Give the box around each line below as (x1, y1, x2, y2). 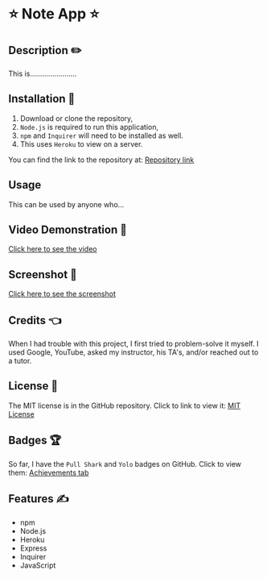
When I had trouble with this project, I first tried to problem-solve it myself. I (8, 339, 259, 349)
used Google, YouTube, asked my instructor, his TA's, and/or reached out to (8, 347, 259, 357)
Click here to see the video (8, 244, 97, 254)
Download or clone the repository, (19, 113, 133, 123)
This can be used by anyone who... (8, 199, 125, 209)
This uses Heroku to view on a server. (19, 139, 143, 148)
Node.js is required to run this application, (19, 122, 159, 131)
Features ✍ (8, 492, 69, 506)
